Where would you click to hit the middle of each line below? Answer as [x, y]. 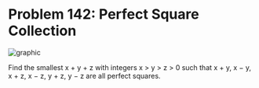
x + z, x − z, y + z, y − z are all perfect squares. [84, 76]
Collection [42, 31]
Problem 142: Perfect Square [104, 14]
